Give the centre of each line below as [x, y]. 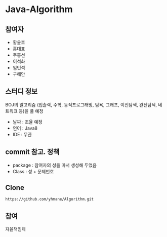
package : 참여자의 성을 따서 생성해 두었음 [55, 165]
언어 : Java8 [25, 128]
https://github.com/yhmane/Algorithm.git [50, 199]
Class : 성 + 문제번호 [33, 171]
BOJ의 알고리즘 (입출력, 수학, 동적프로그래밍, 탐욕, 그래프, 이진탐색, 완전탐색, [81, 104]
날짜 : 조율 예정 [27, 122]
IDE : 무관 [22, 134]
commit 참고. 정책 [32, 152]
